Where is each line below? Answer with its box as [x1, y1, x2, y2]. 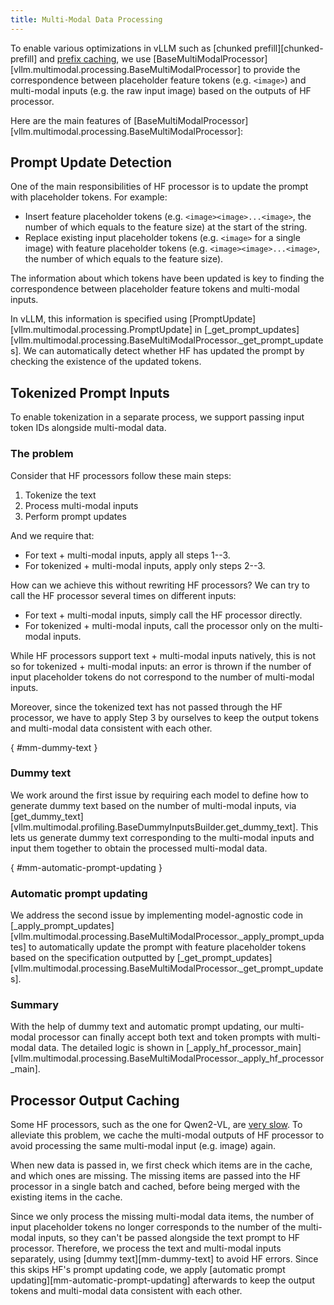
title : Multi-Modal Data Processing [10, 14, 163, 25]
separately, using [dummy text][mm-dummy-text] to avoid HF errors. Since [10, 1253, 319, 1265]
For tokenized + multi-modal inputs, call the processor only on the [24, 619, 297, 631]
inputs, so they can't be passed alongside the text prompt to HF [38, 1232, 301, 1244]
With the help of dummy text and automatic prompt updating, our [10, 1021, 278, 1033]
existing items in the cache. [10, 1191, 123, 1203]
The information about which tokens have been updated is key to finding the [10, 272, 325, 285]
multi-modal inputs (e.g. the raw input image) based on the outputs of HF [10, 84, 312, 96]
